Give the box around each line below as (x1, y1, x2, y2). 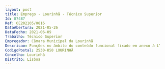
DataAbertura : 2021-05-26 (5, 25, 58, 30)
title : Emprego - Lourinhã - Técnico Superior (5, 12, 102, 17)
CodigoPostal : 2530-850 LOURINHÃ (5, 48, 74, 52)
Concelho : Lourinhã (5, 52, 45, 57)
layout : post (5, 7, 32, 12)
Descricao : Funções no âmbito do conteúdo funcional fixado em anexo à (5, 43, 155, 48)
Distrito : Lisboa (5, 57, 41, 62)
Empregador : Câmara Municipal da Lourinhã (5, 39, 93, 44)
